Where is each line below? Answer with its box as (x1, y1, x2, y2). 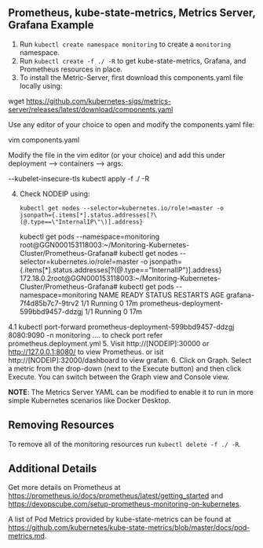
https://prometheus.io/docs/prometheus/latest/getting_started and (8, 491, 224, 501)
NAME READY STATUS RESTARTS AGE (98, 290, 225, 299)
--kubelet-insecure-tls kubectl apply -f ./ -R (8, 174, 150, 183)
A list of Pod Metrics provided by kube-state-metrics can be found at (8, 514, 232, 524)
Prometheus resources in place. (19, 64, 123, 74)
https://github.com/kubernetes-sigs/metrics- (26, 96, 171, 105)
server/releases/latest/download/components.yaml (8, 104, 174, 114)
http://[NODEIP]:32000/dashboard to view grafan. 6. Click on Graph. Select (8, 355, 252, 364)
